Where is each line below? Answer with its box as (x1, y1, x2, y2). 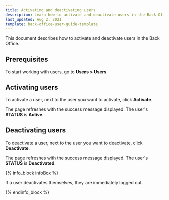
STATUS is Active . (5, 111, 44, 117)
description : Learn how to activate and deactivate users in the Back (5, 12, 156, 17)
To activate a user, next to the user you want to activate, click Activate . (5, 96, 153, 102)
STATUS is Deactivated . (5, 160, 56, 166)
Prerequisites (5, 55, 48, 63)
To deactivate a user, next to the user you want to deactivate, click (5, 140, 143, 146)
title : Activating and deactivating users (5, 7, 96, 13)
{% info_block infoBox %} (5, 170, 59, 176)
